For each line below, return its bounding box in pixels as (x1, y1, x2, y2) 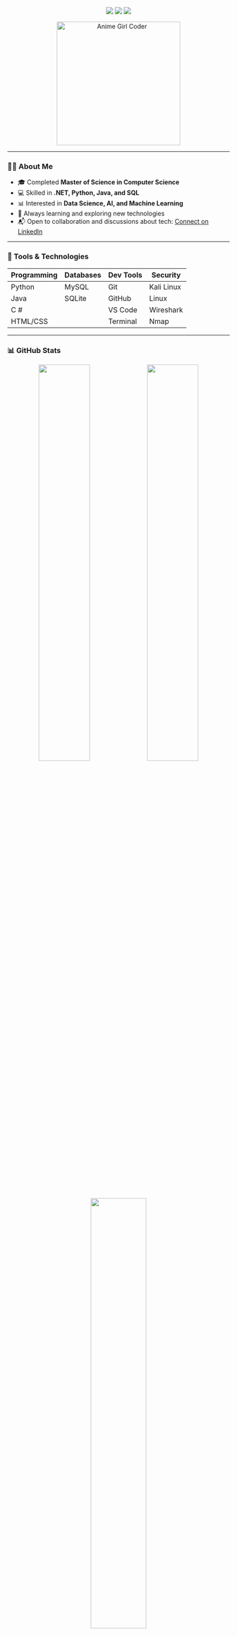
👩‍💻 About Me (7, 161, 53, 171)
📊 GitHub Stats (7, 345, 61, 355)
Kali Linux (149, 282, 182, 292)
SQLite (64, 293, 87, 303)
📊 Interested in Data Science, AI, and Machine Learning (17, 199, 183, 208)
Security (151, 270, 181, 280)
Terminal (108, 316, 138, 326)
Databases (64, 270, 102, 280)
